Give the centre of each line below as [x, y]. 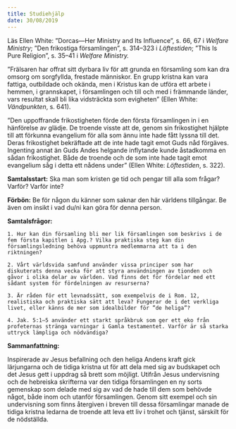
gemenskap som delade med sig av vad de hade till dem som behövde [110, 389]
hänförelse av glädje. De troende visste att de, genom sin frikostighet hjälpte [118, 128]
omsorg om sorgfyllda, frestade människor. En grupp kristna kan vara [108, 76]
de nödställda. [28, 419]
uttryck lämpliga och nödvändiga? [58, 332]
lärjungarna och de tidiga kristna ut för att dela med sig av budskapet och [114, 366]
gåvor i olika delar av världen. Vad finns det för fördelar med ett [112, 277]
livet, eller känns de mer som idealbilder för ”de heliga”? [99, 308]
